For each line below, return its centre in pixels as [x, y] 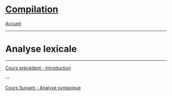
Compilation [32, 9]
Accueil [13, 23]
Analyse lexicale [41, 49]
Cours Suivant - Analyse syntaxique [43, 87]
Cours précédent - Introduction [38, 68]
